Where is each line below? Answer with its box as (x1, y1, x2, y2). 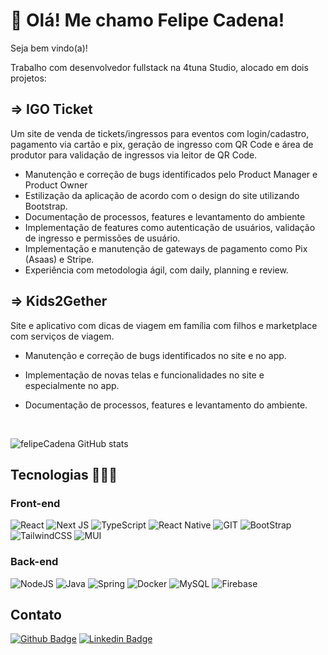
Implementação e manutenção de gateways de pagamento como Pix (24, 242, 308, 254)
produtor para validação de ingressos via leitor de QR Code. (10, 149, 258, 161)
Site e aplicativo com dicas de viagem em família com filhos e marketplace (10, 319, 318, 331)
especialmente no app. (24, 379, 120, 391)
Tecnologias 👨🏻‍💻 (10, 466, 118, 483)
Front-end (10, 496, 61, 510)
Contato (10, 606, 62, 623)
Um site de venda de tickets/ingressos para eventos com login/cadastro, (10, 127, 310, 139)
